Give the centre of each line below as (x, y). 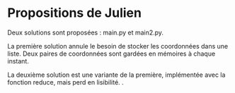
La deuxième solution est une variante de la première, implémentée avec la (116, 75)
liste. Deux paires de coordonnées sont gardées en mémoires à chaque (111, 54)
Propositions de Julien (74, 13)
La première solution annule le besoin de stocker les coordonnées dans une (118, 46)
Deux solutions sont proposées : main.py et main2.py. (86, 32)
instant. (18, 61)
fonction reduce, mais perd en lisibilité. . (65, 82)
